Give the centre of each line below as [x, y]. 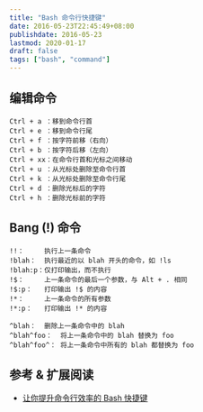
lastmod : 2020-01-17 [48, 43]
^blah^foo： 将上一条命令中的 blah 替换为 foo [92, 335]
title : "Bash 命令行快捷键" [57, 18]
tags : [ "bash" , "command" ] [60, 60]
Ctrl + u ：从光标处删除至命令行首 [68, 169]
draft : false [34, 51]
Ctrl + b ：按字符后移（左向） [61, 150]
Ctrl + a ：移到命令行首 [51, 121]
